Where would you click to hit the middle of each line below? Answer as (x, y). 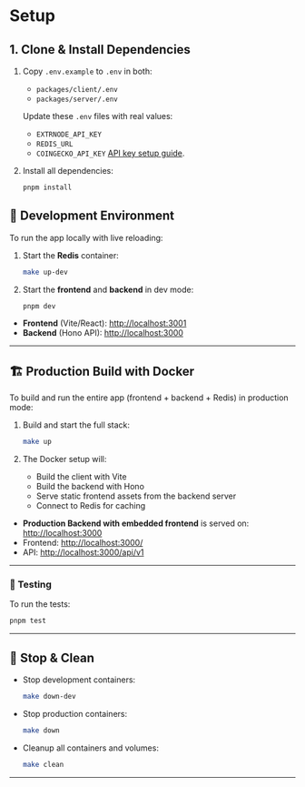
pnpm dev (39, 306)
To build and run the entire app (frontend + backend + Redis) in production (149, 398)
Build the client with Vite (81, 477)
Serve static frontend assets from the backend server (136, 496)
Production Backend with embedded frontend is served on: (136, 523)
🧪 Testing (31, 585)
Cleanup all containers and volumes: (90, 748)
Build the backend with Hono (90, 487)
